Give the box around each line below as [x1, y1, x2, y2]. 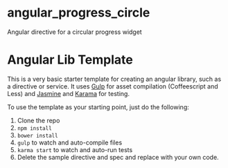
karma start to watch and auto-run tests [17, 145, 133, 153]
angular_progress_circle [7, 5, 150, 21]
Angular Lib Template [7, 52, 133, 68]
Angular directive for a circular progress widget [7, 28, 142, 36]
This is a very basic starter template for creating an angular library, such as [7, 75, 222, 83]
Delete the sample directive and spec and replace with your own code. [17, 153, 220, 161]
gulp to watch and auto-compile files [17, 138, 123, 147]
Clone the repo [17, 116, 60, 124]
